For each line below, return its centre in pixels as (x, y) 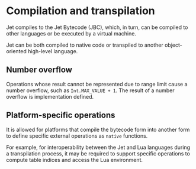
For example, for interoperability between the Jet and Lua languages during (98, 147)
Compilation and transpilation (81, 11)
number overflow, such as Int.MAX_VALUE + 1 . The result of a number (90, 90)
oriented (16, 51)
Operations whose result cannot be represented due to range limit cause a (97, 84)
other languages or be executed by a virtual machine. (71, 33)
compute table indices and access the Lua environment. (75, 160)
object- (173, 45)
